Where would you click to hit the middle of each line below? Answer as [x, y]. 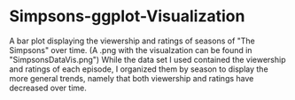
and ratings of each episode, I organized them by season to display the [139, 69]
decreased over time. [48, 88]
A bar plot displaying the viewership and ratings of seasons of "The [132, 41]
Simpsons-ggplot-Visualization [127, 16]
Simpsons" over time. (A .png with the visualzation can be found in [131, 50]
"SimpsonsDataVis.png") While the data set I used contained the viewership [147, 59]
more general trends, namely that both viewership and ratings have [132, 78]
